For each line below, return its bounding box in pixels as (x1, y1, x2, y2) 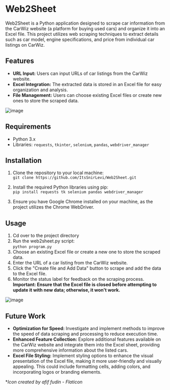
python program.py (12, 244, 52, 250)
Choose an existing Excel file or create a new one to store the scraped (12, 249, 161, 255)
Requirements (5, 122, 51, 131)
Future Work (5, 312, 46, 320)
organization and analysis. (12, 87, 68, 93)
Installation (5, 156, 42, 165)
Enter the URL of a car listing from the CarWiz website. (12, 260, 128, 266)
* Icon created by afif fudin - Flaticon (5, 379, 83, 385)
